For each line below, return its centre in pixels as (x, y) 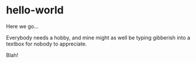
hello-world (35, 10)
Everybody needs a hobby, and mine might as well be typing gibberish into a (98, 37)
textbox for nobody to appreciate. (47, 44)
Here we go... (23, 26)
